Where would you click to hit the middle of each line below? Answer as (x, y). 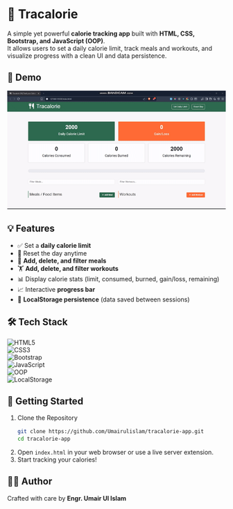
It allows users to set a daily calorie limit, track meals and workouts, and (110, 48)
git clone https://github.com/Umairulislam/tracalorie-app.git (111, 432)
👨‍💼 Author (30, 481)
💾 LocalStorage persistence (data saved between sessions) (103, 299)
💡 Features (31, 229)
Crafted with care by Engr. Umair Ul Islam (67, 498)
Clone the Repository (48, 418)
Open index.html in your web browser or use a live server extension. (115, 453)
